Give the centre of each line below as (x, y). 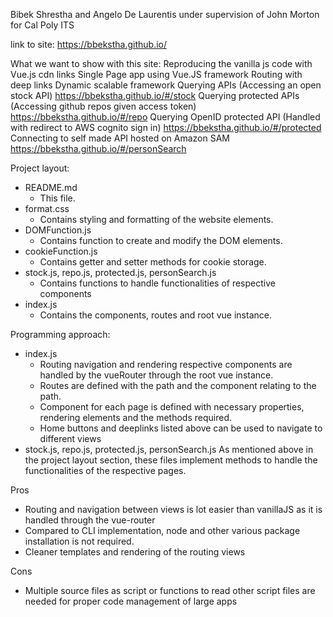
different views (70, 438)
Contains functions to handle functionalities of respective (157, 283)
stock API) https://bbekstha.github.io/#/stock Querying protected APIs (155, 95)
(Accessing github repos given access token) (103, 106)
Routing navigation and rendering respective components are (166, 364)
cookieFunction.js (61, 251)
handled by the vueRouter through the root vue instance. (156, 375)
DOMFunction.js (58, 230)
